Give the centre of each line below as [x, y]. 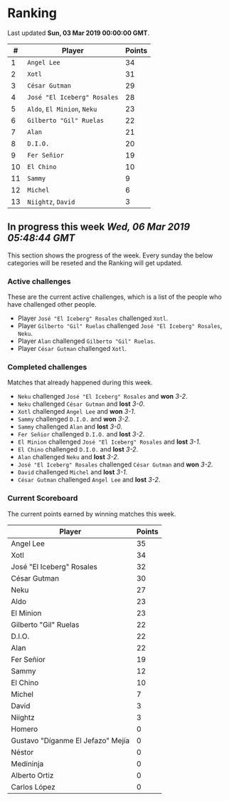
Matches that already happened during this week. [80, 382]
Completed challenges [47, 367]
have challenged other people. [52, 305]
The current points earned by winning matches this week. [92, 514]
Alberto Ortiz [32, 775]
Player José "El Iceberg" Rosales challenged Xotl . [93, 318]
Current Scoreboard [43, 499]
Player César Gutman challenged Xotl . [72, 349]
